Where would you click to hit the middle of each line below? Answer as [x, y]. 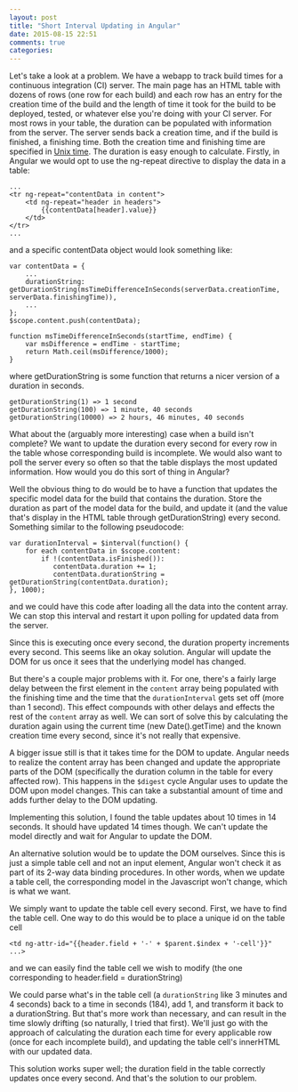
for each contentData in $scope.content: [103, 551]
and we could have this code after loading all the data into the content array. [149, 607]
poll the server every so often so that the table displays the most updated [143, 463]
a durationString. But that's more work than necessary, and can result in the [148, 1014]
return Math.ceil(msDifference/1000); [97, 352]
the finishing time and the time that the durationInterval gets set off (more [147, 698]
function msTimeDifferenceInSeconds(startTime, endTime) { [121, 336]
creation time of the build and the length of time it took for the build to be [143, 104]
